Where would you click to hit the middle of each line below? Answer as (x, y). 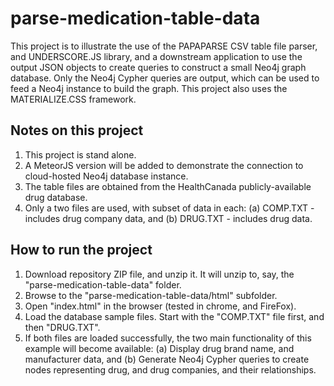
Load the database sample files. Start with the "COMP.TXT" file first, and (174, 316)
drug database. (56, 197)
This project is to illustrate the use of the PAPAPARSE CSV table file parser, (164, 46)
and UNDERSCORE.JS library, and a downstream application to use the (156, 56)
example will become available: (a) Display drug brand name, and (159, 348)
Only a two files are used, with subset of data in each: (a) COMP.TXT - (169, 208)
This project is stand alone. (80, 154)
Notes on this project (77, 130)
